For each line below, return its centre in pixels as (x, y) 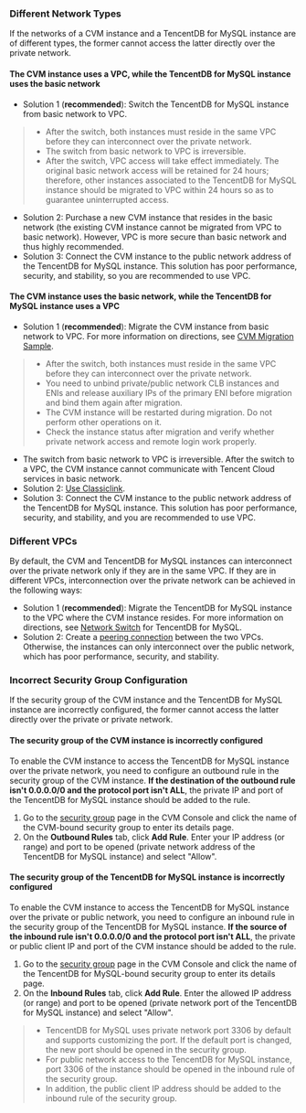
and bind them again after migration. (114, 402)
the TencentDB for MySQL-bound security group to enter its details (149, 973)
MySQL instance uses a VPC (65, 306)
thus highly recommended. (73, 246)
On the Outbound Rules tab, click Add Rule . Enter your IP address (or (153, 837)
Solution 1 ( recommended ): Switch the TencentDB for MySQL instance (156, 104)
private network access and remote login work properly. (151, 441)
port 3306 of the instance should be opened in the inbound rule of (170, 1069)
